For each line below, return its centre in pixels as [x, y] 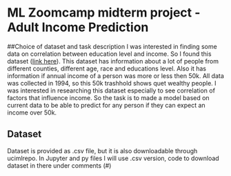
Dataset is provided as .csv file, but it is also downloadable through [102, 150]
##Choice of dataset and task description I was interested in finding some [112, 46]
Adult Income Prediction [78, 27]
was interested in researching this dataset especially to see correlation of [111, 90]
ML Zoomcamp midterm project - [104, 13]
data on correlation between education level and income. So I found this [109, 54]
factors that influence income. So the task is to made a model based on [108, 97]
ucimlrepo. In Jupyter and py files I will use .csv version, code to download [113, 158]
